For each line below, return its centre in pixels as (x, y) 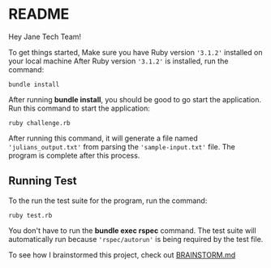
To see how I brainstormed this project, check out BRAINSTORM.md (122, 255)
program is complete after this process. (74, 155)
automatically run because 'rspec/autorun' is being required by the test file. (136, 239)
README (39, 14)
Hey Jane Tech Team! (45, 37)
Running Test (43, 181)
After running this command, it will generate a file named (103, 138)
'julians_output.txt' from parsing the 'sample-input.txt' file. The (122, 146)
